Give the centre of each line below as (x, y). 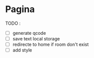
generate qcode (29, 33)
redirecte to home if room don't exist (51, 44)
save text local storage (36, 39)
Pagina (20, 9)
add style (22, 50)
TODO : (13, 23)
